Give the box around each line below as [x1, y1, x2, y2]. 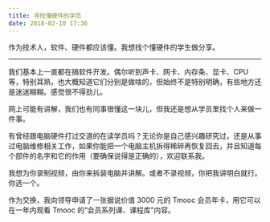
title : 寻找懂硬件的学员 [8, 11, 82, 20]
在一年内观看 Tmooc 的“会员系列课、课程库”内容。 [8, 205, 175, 215]
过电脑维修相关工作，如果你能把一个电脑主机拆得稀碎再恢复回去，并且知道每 [8, 141, 262, 151]
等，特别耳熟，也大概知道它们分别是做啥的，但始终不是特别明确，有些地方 [8, 77, 255, 87]
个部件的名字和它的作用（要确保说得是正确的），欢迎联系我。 [8, 151, 209, 160]
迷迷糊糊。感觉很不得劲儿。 [14, 87, 107, 96]
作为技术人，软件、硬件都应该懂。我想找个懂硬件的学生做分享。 [8, 42, 219, 52]
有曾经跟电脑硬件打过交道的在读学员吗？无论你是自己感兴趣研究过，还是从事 [8, 131, 262, 140]
